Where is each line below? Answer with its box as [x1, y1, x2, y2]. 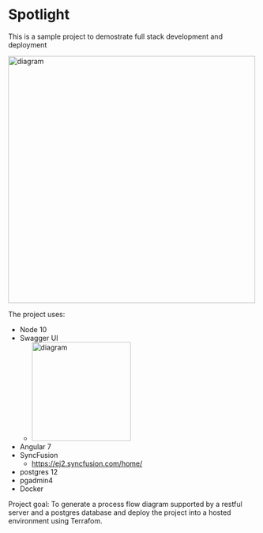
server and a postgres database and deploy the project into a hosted [8, 508, 231, 517]
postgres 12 [19, 467, 58, 476]
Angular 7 [19, 441, 51, 452]
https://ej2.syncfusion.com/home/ [31, 459, 143, 468]
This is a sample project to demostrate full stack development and [8, 32, 224, 41]
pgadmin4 [19, 475, 54, 485]
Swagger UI [19, 333, 58, 342]
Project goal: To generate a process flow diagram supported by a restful [8, 499, 242, 508]
